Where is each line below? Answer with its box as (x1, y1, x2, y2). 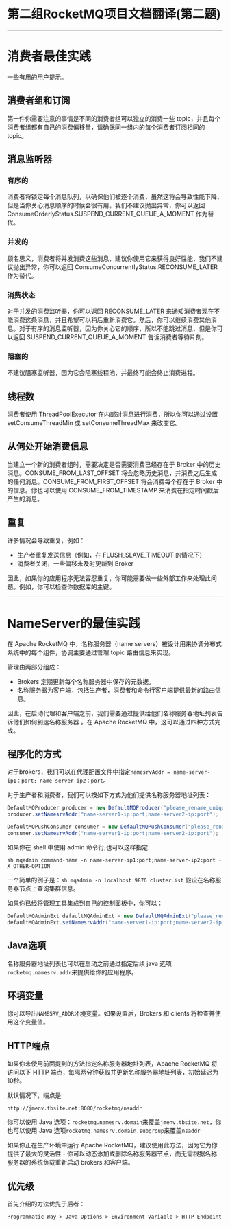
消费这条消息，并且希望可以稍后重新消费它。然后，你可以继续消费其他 (12, 315, 211, 323)
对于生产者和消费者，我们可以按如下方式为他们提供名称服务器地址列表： (7, 791, 211, 799)
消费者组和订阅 (7, 95, 71, 106)
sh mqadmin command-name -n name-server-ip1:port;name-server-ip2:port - (7, 856, 222, 864)
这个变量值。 (12, 1018, 49, 1027)
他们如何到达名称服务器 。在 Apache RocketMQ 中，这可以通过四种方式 (12, 718, 216, 726)
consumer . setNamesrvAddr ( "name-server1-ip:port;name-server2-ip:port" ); (7, 830, 219, 837)
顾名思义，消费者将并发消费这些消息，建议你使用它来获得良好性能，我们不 (7, 254, 217, 262)
